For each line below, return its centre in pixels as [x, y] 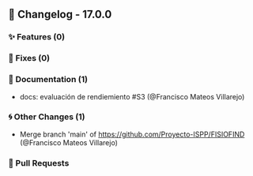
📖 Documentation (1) [48, 80]
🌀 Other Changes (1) [47, 117]
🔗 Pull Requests [39, 163]
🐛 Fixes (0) [29, 58]
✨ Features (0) [37, 37]
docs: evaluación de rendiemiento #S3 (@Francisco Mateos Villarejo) [132, 96]
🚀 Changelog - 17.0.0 [60, 15]
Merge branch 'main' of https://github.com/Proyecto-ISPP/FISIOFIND [132, 134]
